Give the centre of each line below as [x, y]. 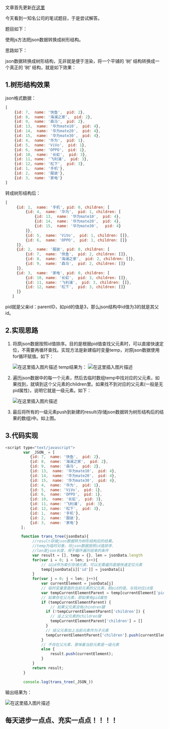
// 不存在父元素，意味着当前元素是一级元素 [80, 645]
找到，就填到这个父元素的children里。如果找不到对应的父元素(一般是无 [90, 384]
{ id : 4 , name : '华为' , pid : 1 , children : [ [73, 212]
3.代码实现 [22, 436]
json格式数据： [21, 98]
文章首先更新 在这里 [25, 7]
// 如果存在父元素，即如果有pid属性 [74, 598]
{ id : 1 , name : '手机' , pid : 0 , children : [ [63, 207]
